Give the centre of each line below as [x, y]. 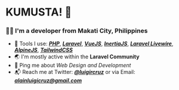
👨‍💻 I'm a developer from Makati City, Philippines [77, 31]
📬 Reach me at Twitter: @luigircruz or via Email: [75, 72]
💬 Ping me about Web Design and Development [72, 66]
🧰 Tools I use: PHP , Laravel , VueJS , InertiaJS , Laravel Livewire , [94, 44]
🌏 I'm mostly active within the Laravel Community [77, 57]
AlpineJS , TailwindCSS [43, 50]
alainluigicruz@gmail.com [48, 80]
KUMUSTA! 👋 [39, 12]
